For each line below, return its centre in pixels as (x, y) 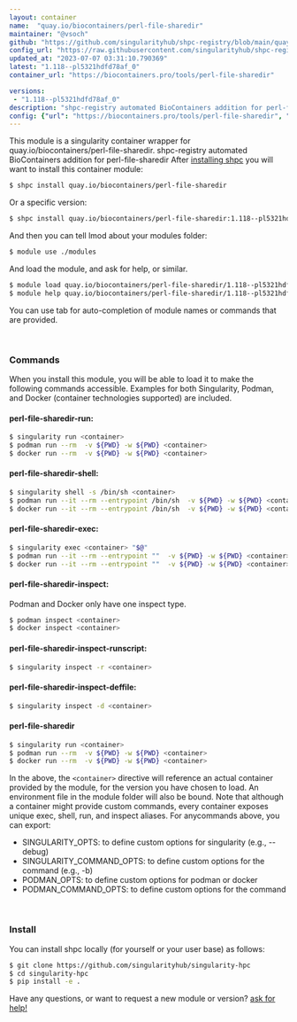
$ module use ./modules (53, 252)
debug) (35, 852)
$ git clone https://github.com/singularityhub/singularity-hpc (130, 965)
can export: (30, 825)
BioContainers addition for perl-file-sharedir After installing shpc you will (141, 160)
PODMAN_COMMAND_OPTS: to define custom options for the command (154, 889)
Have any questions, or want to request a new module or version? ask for (142, 999)
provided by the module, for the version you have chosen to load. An (134, 788)
